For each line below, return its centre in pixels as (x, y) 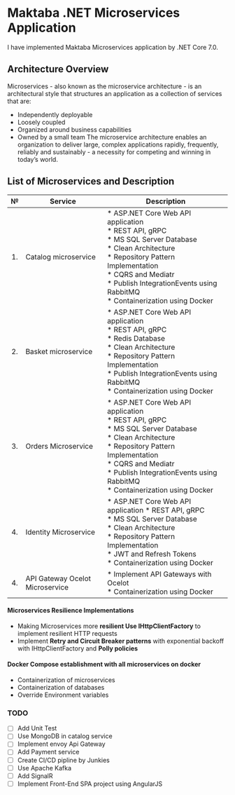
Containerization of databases (61, 687)
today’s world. (37, 159)
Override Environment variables (63, 695)
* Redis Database (136, 338)
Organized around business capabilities (74, 129)
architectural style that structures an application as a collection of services (115, 93)
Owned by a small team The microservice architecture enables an (112, 137)
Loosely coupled (41, 122)
